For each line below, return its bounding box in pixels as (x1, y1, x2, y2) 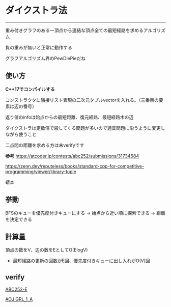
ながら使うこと (5, 131, 37, 137)
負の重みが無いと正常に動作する (5, 44, 72, 50)
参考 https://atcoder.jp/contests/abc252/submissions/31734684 (5, 153, 139, 159)
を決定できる (5, 216, 32, 222)
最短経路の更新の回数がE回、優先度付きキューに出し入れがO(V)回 (12, 258, 150, 264)
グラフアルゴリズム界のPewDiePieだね (5, 55, 85, 61)
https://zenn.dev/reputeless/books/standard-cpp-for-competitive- (5, 163, 144, 169)
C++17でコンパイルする (5, 86, 55, 92)
